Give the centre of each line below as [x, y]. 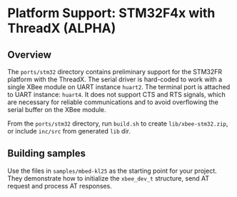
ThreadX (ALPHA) [62, 28]
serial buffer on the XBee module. [57, 110]
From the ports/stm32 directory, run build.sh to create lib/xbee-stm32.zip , [118, 123]
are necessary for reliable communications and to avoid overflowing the [113, 102]
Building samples [46, 154]
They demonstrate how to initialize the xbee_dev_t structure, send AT [109, 178]
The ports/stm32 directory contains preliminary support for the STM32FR [115, 72]
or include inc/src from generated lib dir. [69, 131]
